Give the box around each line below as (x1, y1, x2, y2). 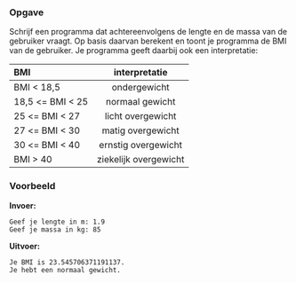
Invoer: (9, 200, 36, 210)
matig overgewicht (101, 124, 180, 137)
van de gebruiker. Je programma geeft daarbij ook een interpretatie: (9, 45, 259, 56)
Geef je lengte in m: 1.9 (9, 217, 105, 226)
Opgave (9, 6, 44, 19)
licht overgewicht (105, 110, 177, 122)
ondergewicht (111, 82, 171, 94)
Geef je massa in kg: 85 (9, 224, 101, 234)
